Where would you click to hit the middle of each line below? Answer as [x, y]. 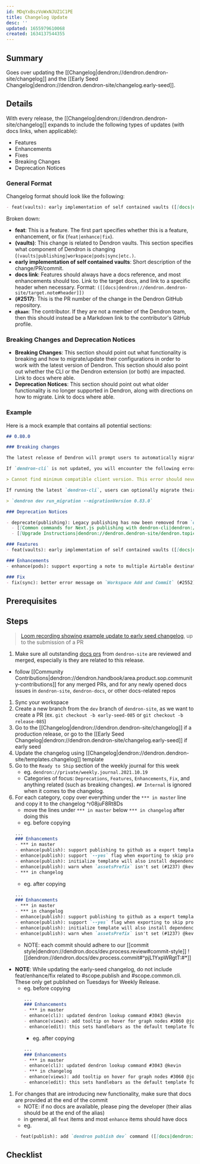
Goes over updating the [35, 72]
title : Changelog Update [37, 17]
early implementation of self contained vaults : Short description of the [103, 262]
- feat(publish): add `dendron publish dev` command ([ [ [87, 1136]
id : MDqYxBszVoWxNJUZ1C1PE [40, 12]
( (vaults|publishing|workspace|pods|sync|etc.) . [75, 255]
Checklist [24, 1155]
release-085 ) [30, 721]
